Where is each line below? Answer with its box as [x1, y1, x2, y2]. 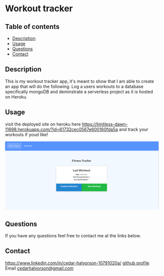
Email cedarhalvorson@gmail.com [5, 265, 74, 271]
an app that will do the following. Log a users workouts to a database [5, 83, 144, 89]
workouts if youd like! [5, 131, 48, 137]
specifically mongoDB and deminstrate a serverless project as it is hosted [5, 89, 153, 95]
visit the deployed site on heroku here [5, 121, 81, 127]
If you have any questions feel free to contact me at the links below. [5, 233, 141, 239]
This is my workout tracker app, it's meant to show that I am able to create [5, 78, 154, 84]
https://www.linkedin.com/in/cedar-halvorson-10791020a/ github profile [5, 260, 150, 266]
